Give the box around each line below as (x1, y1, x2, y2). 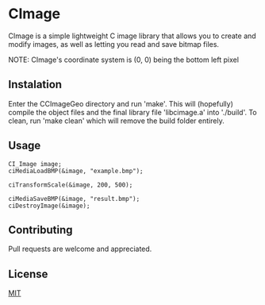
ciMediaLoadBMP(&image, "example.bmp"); (8, 167, 144, 175)
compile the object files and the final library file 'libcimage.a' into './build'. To (8, 107, 257, 117)
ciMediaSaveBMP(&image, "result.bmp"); (8, 195, 140, 203)
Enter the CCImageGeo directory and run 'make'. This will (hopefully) (8, 98, 234, 108)
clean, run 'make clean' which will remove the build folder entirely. (8, 116, 225, 125)
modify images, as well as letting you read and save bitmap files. (8, 39, 220, 48)
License (8, 267, 48, 280)
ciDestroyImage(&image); (8, 202, 90, 210)
